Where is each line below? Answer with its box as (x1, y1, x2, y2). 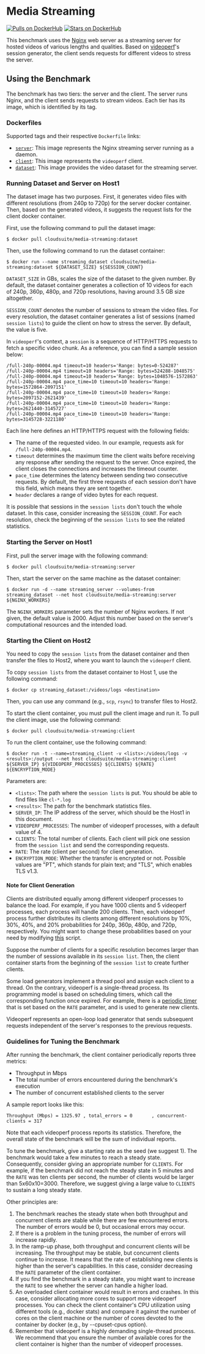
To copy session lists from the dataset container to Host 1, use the (6, 668, 177, 676)
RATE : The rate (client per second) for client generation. (15, 847, 154, 855)
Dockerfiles (6, 118, 42, 127)
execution (15, 1082, 41, 1090)
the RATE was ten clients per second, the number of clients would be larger (6, 1173, 194, 1181)
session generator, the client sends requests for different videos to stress (6, 49, 191, 56)
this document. (15, 815, 53, 822)
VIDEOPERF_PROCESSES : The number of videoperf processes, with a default (15, 822, 199, 829)
